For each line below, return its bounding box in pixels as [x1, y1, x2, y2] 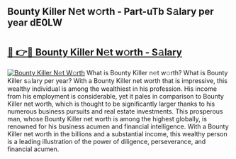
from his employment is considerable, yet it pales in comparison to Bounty [7, 92, 225, 100]
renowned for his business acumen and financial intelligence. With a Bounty [7, 122, 229, 131]
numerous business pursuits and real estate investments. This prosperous [7, 107, 223, 116]
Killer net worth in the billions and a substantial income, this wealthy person [7, 130, 228, 138]
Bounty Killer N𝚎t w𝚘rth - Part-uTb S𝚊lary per [7, 6, 214, 18]
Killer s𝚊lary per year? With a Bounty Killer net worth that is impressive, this [7, 77, 228, 84]
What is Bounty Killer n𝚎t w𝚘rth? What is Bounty [86, 69, 228, 77]
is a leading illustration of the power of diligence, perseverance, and [7, 138, 206, 146]
